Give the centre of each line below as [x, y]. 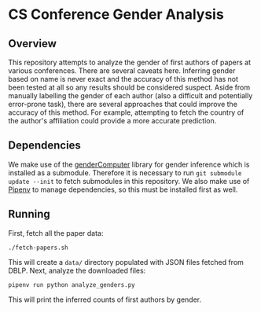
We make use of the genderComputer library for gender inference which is [129, 164]
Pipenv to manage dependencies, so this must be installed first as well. [123, 189]
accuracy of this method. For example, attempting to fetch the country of [126, 112]
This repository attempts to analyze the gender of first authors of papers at [130, 62]
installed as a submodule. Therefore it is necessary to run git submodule [125, 173]
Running [29, 214]
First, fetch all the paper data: [56, 233]
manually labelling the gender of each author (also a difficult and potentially [130, 95]
